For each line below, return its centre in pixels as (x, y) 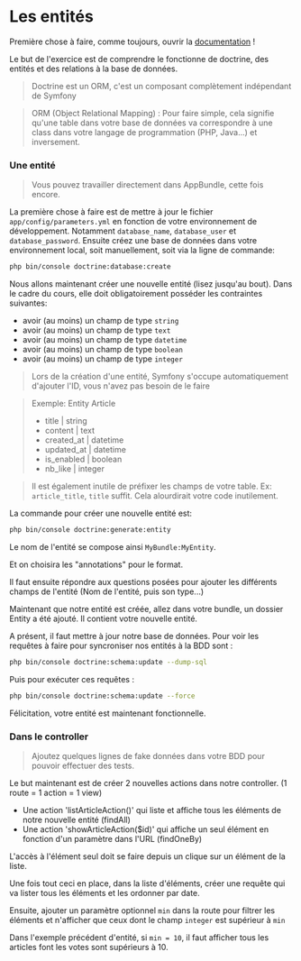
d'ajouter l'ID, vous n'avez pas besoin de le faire (120, 386)
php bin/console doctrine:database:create (90, 267)
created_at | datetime (84, 440)
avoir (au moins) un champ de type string (100, 321)
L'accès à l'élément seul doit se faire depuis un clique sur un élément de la (147, 856)
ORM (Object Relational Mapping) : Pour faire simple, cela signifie (153, 113)
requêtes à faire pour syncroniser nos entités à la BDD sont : (121, 645)
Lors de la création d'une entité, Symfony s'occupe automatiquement (160, 377)
